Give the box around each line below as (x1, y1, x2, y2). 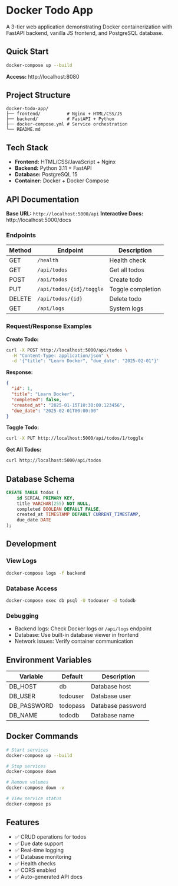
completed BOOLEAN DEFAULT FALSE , (17, 506, 101, 512)
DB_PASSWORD (9, 701, 54, 710)
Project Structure (6, 90, 71, 101)
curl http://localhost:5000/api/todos (6, 458, 101, 463)
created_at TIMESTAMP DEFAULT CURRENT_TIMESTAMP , (17, 511, 141, 518)
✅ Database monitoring (14, 853, 72, 860)
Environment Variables (6, 655, 92, 665)
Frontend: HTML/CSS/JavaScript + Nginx (14, 158, 116, 166)
